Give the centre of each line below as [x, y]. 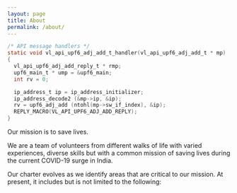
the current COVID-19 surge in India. [60, 160]
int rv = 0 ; [31, 79]
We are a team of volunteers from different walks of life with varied [105, 145]
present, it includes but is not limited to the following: [84, 182]
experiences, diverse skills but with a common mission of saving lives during [119, 153]
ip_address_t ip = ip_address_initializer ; [79, 92]
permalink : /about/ [36, 27]
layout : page [27, 14]
